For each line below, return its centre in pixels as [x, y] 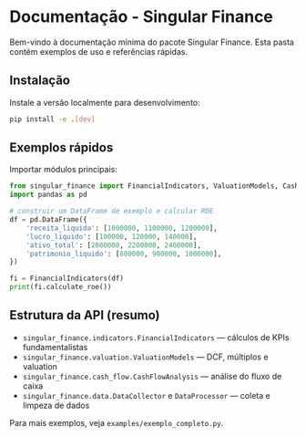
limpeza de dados [56, 405]
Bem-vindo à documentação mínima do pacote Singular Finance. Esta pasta [152, 42]
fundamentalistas [55, 347]
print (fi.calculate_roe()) [61, 287]
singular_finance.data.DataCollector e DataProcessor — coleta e [146, 395]
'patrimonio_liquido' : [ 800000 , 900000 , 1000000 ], [124, 254]
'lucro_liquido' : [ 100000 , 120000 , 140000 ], [112, 236]
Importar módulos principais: [64, 170]
